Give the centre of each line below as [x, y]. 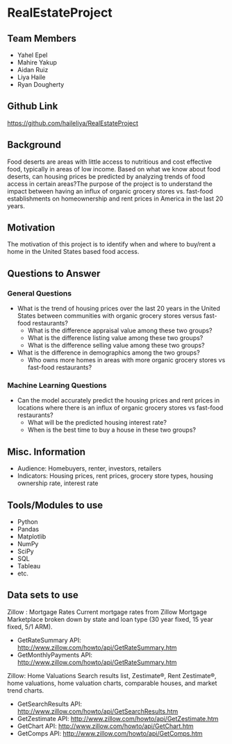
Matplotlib [32, 536]
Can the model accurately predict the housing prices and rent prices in [118, 400]
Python [27, 522]
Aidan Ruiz [33, 70]
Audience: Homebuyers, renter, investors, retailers [89, 468]
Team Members [42, 39]
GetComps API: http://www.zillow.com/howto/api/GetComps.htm [110, 733]
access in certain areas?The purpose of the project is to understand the [110, 184]
